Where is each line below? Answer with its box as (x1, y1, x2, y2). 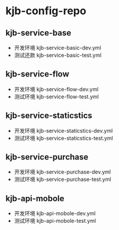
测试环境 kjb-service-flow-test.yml (14, 93, 99, 100)
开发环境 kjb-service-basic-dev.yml (14, 44, 101, 51)
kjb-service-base (5, 28, 72, 38)
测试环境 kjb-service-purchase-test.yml (14, 176, 111, 183)
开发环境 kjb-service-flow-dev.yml (14, 85, 99, 92)
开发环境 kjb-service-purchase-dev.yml (14, 168, 111, 175)
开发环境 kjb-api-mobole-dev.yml (14, 210, 96, 217)
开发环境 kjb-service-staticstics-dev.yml (14, 127, 113, 134)
